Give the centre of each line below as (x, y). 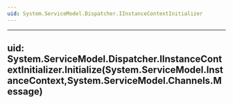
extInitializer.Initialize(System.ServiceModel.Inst (115, 70)
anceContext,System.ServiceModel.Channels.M (114, 81)
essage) (25, 92)
